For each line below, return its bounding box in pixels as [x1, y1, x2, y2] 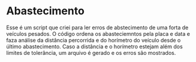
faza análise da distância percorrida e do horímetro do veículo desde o [6, 36, 181, 44]
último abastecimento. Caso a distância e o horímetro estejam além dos [6, 43, 183, 50]
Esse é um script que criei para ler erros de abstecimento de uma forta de [6, 24, 189, 31]
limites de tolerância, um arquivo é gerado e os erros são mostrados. [6, 49, 176, 56]
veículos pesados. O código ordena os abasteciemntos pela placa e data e [6, 30, 191, 37]
